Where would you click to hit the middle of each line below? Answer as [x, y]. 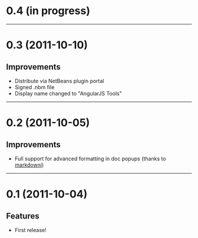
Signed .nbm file [34, 87]
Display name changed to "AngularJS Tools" [68, 93]
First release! [30, 230]
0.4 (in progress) [48, 11]
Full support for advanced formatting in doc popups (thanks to [90, 158]
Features [23, 216]
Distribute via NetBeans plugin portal [59, 81]
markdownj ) [29, 165]
